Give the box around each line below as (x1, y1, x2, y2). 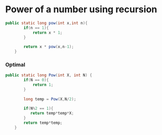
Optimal (5, 61, 25, 68)
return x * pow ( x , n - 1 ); (23, 44, 74, 50)
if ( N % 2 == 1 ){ (23, 106, 53, 111)
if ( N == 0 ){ (23, 78, 49, 83)
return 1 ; (32, 82, 53, 87)
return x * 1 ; (32, 30, 63, 35)
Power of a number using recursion (5, 4, 157, 15)
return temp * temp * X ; (30, 111, 74, 116)
